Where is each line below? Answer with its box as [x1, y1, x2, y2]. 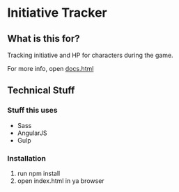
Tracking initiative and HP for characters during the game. [7, 51, 173, 59]
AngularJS [17, 129, 47, 137]
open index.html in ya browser [17, 176, 104, 185]
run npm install [17, 169, 61, 177]
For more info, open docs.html [7, 65, 94, 72]
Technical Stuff [7, 85, 75, 97]
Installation [7, 153, 47, 163]
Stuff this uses [7, 106, 58, 115]
